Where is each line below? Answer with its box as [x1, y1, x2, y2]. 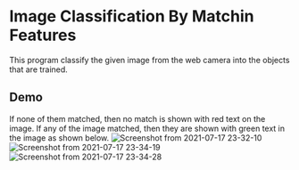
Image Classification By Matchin [9, 6, 254, 27]
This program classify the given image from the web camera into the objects [9, 54, 290, 65]
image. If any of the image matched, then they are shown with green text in [9, 123, 286, 134]
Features [9, 25, 77, 45]
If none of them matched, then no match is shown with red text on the [9, 113, 266, 124]
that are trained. [9, 64, 69, 75]
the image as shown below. [9, 132, 110, 143]
